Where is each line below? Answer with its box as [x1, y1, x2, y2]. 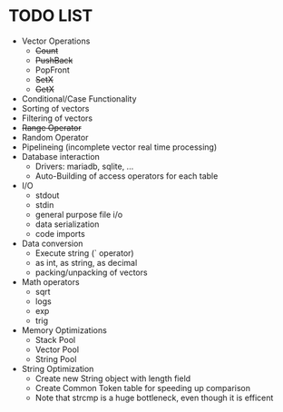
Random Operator [21, 132, 89, 142]
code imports [34, 228, 85, 239]
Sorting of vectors [21, 103, 90, 113]
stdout [34, 190, 60, 201]
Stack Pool [34, 334, 76, 345]
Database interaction [21, 151, 101, 162]
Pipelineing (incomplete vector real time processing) [21, 142, 218, 152]
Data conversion [21, 238, 83, 249]
